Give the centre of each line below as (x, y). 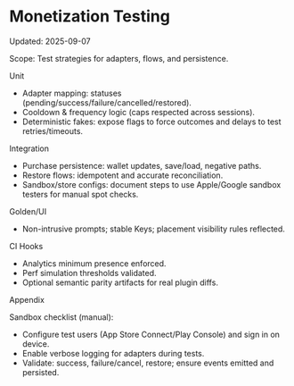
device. (36, 344)
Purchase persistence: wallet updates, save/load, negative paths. (142, 165)
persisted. (41, 372)
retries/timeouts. (52, 130)
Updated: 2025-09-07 (50, 41)
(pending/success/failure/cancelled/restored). (106, 102)
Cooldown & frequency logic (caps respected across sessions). (139, 112)
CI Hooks (26, 246)
